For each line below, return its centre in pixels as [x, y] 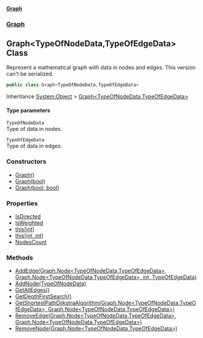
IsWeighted [29, 223]
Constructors [26, 162]
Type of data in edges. [34, 146]
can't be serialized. [30, 74]
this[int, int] [29, 236]
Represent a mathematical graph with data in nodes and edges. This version [101, 68]
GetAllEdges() [32, 290]
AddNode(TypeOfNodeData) [50, 284]
